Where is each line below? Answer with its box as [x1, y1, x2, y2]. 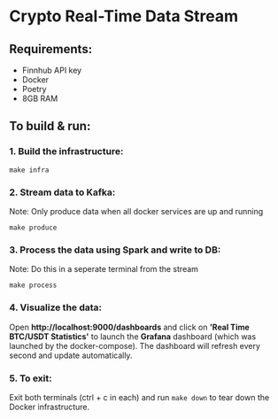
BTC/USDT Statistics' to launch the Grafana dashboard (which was [9, 330, 257, 342]
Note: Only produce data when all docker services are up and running [9, 206, 264, 216]
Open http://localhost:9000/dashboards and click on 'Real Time [9, 322, 250, 332]
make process [9, 281, 58, 290]
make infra [9, 166, 50, 175]
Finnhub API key [21, 65, 82, 75]
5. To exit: [9, 372, 52, 384]
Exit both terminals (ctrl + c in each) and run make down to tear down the [9, 392, 270, 402]
